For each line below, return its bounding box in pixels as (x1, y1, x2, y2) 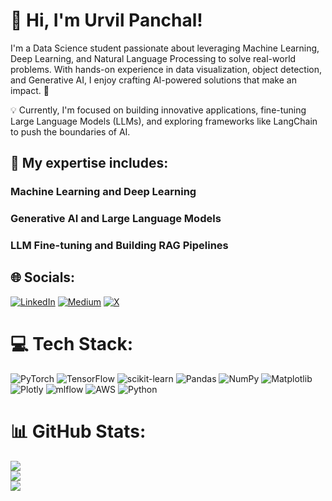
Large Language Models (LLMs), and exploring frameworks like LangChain (10, 115, 318, 127)
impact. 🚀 (10, 84, 50, 96)
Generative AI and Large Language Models (10, 212, 222, 226)
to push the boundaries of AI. (10, 125, 131, 138)
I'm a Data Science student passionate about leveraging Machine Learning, (10, 42, 320, 54)
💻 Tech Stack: (10, 333, 134, 356)
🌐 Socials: (10, 269, 76, 286)
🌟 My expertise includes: (10, 155, 169, 172)
